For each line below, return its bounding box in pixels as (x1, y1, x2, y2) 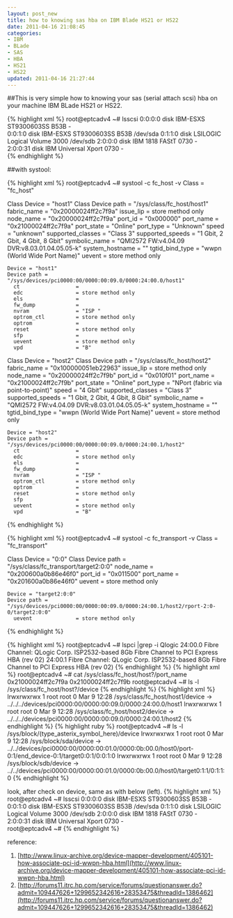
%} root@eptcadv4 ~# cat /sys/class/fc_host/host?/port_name (7, 670, 188, 679)
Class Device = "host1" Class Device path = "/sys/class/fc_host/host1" (7, 200, 209, 208)
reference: (7, 838, 37, 846)
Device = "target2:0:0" (7, 591, 77, 598)
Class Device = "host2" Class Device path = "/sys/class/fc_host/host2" (7, 357, 211, 365)
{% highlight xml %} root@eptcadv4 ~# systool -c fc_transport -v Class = (7, 534, 218, 543)
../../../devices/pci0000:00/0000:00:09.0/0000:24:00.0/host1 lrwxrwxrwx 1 (7, 700, 222, 708)
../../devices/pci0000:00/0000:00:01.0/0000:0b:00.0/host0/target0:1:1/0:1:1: (7, 767, 225, 775)
